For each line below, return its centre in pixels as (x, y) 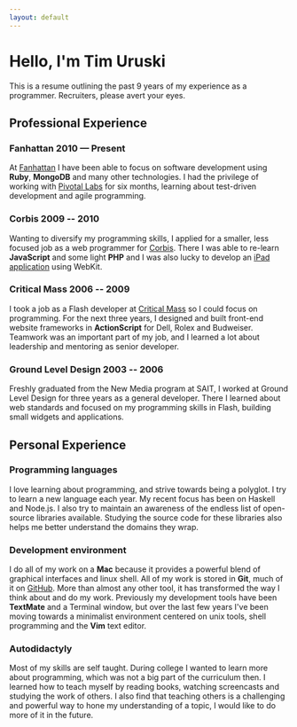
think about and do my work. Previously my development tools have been (143, 598)
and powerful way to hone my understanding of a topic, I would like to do (143, 706)
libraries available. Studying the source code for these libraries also (160, 517)
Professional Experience (78, 123)
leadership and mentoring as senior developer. (94, 346)
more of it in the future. (51, 715)
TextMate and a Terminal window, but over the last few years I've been (139, 607)
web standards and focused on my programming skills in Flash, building (141, 408)
